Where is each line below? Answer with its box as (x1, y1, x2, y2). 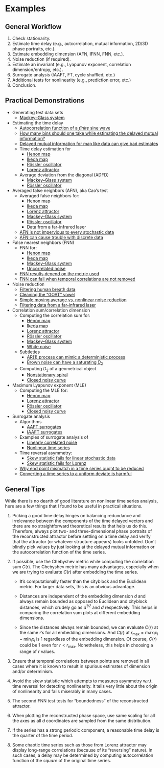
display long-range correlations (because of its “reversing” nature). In (12, 747, 153, 753)
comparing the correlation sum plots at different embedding (19, 609, 141, 615)
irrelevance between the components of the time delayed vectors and (12, 518, 153, 524)
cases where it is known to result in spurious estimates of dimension (12, 663, 150, 669)
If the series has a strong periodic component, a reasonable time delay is (12, 727, 160, 733)
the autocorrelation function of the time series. (12, 549, 106, 555)
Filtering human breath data (19, 286, 76, 292)
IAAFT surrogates (26, 429, 63, 435)
